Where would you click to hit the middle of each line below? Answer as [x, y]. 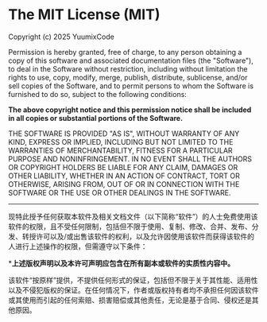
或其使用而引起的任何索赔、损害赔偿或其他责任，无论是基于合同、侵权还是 [130, 300]
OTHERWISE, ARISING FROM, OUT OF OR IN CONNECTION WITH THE [124, 184]
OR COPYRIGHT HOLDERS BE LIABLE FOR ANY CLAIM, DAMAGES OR [123, 167]
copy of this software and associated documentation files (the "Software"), [131, 60]
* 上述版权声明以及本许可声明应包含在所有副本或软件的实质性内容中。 [122, 263]
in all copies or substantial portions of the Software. [96, 118]
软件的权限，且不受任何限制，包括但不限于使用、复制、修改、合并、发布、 [130, 226]
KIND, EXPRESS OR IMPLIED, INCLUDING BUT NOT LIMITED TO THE [121, 142]
